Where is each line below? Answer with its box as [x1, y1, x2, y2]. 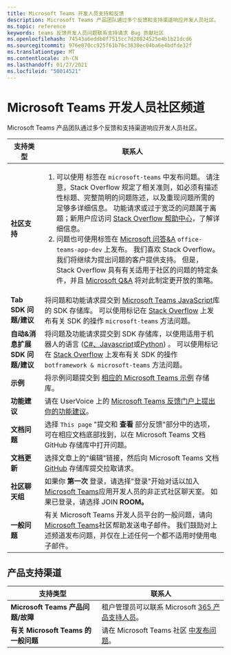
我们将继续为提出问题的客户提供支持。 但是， [56, 255, 203, 265]
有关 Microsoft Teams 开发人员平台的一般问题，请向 [44, 510, 213, 520]
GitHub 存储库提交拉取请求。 [44, 463, 138, 473]
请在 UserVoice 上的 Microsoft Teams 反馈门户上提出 [44, 396, 216, 406]
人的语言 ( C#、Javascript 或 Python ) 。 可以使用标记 [51, 339, 219, 349]
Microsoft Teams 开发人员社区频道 [7, 99, 205, 115]
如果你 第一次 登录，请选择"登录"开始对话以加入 [44, 476, 199, 486]
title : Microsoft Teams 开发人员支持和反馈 [7, 10, 124, 17]
